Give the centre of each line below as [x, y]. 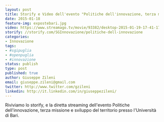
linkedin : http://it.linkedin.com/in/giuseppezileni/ [61, 91]
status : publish [21, 64]
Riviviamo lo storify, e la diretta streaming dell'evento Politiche [68, 105]
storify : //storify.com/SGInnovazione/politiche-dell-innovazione [74, 32]
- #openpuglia [20, 55]
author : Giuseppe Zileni [30, 78]
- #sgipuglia [18, 50]
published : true [21, 73]
